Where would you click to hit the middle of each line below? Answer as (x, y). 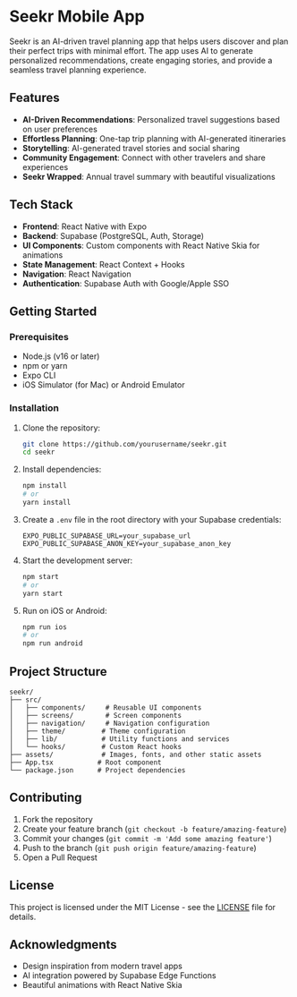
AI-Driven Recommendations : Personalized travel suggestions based (151, 119)
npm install (44, 486)
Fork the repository (58, 819)
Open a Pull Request (60, 857)
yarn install (47, 503)
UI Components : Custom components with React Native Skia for (141, 245)
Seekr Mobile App (77, 17)
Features (34, 98)
